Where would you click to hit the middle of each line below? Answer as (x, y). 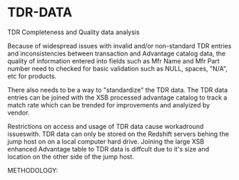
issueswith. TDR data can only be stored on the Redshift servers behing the (118, 134)
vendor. (19, 112)
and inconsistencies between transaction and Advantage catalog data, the (117, 53)
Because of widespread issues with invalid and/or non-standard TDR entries (119, 46)
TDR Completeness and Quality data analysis (74, 32)
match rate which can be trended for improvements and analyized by (109, 105)
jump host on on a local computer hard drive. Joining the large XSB (106, 141)
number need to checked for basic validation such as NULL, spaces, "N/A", (118, 68)
